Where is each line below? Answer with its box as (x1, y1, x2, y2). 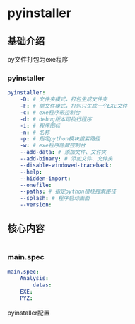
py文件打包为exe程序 (7, 55, 69, 63)
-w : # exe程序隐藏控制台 (20, 142, 86, 150)
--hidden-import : (20, 175, 71, 182)
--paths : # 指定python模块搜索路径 (20, 188, 117, 196)
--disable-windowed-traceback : (20, 162, 112, 169)
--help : (20, 168, 42, 175)
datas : (33, 281, 52, 289)
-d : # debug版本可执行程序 (20, 116, 92, 123)
